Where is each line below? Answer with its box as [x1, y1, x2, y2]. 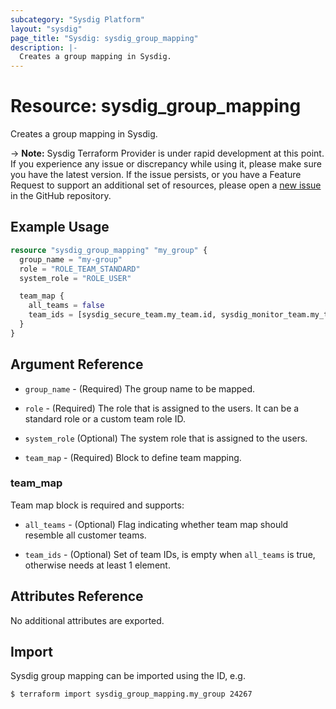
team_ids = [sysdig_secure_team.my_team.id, [28, 310, 217, 320]
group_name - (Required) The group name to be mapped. [24, 382, 256, 395]
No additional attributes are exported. [10, 614, 165, 626]
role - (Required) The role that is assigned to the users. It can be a [24, 402, 300, 414]
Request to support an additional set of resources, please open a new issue [10, 179, 322, 191]
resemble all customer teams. [24, 529, 147, 541]
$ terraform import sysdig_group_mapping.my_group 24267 [10, 689, 253, 700]
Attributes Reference [10, 588, 144, 605]
